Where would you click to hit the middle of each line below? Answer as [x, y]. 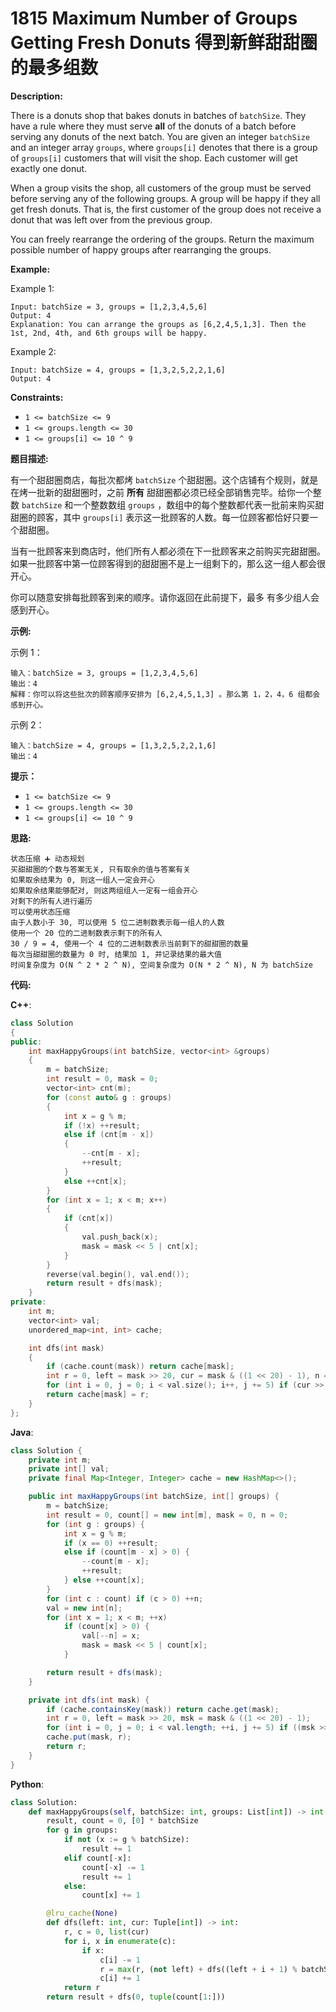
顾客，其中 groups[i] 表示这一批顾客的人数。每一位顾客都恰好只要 [173, 517]
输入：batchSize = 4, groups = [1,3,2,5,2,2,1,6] [113, 745]
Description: [36, 96]
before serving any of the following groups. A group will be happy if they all [165, 198]
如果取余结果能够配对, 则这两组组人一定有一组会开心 [104, 890]
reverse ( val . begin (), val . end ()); [118, 1274]
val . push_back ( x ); [120, 1237]
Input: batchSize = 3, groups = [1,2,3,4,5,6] [109, 307]
